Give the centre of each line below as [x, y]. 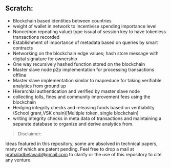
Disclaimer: [30, 134]
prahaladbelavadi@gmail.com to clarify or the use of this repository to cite [83, 154]
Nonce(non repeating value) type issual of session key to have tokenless [89, 31]
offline [19, 75]
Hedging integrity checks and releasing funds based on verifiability [83, 107]
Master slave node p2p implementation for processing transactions [83, 69]
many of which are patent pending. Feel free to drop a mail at [70, 149]
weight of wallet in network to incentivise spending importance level [84, 26]
